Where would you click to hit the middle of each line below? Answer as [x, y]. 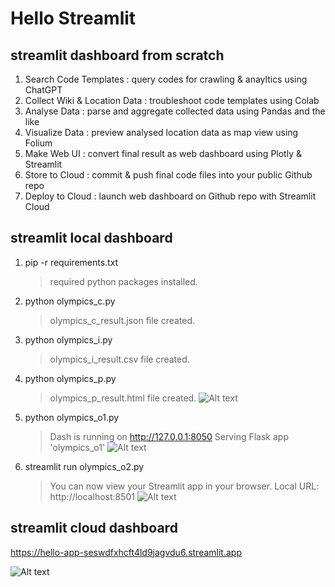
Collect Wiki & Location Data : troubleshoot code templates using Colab [172, 100]
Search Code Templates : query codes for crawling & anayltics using [166, 79]
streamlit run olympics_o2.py [84, 466]
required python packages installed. [123, 281]
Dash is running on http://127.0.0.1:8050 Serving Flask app [169, 436]
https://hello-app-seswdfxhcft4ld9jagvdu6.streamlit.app [126, 552]
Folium [38, 143]
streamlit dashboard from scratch [117, 55]
